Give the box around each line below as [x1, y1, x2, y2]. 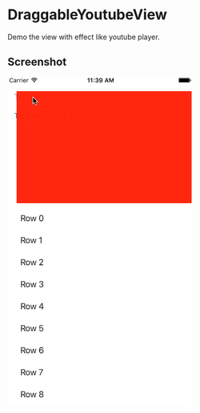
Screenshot [7, 55, 67, 69]
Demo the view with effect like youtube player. [7, 32, 161, 42]
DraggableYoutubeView [7, 6, 167, 24]
